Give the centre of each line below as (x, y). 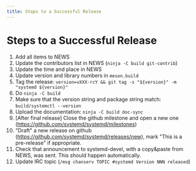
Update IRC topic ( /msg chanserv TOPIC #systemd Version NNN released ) (103, 161)
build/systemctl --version (48, 106)
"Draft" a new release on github (53, 130)
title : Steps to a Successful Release (54, 11)
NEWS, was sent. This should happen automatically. (78, 155)
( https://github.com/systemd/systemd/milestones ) (76, 124)
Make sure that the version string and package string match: (88, 99)
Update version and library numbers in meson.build (77, 75)
